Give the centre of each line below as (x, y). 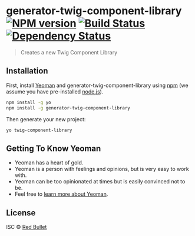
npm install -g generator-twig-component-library (68, 108)
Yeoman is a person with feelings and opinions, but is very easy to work (102, 169)
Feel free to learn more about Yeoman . (61, 194)
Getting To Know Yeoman (54, 148)
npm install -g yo (29, 102)
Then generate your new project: (46, 119)
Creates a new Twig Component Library (69, 52)
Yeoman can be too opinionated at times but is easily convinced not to (100, 182)
